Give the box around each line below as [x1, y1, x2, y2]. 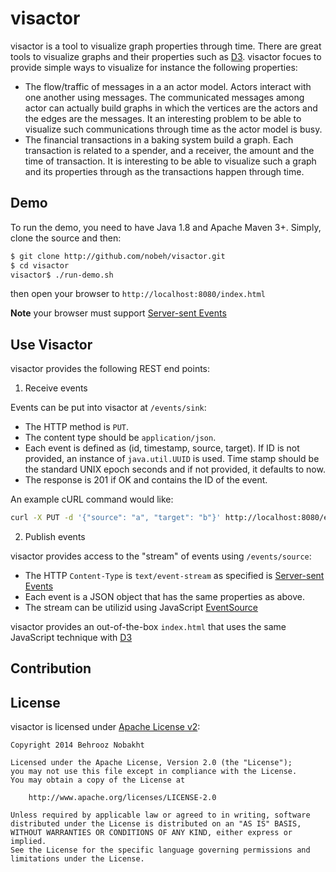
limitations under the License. [10, 854, 145, 864]
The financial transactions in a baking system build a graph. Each [24, 133, 294, 146]
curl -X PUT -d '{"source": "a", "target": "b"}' [10, 513, 222, 523]
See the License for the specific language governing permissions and [10, 845, 311, 856]
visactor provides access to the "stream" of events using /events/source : [10, 550, 312, 562]
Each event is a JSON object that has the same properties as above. [24, 591, 305, 603]
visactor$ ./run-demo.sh [10, 270, 114, 280]
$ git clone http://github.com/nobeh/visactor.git [10, 251, 226, 261]
